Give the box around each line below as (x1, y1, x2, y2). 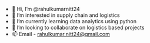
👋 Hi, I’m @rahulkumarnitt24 (11, 6, 81, 12)
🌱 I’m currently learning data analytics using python (11, 18, 137, 24)
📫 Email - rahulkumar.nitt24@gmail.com (11, 31, 110, 37)
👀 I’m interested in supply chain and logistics (11, 12, 120, 19)
